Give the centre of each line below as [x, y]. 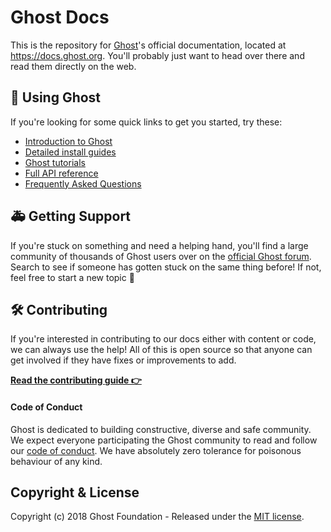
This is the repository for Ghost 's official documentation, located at [148, 45]
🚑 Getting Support [71, 216]
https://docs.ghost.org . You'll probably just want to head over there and [157, 55]
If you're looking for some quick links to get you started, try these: [146, 122]
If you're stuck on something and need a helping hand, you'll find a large [159, 245]
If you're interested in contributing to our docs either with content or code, [163, 339]
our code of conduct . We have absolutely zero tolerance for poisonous [156, 450]
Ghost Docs [60, 17]
